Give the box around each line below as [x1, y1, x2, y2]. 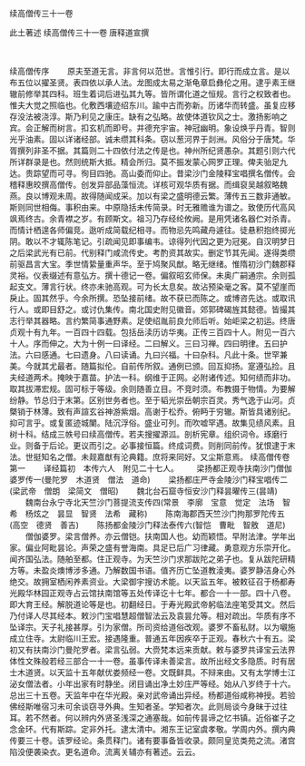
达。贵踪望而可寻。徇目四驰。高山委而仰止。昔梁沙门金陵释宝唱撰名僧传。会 [9, 168, 296, 179]
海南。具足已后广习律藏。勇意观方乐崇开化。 [128, 543, 296, 553]
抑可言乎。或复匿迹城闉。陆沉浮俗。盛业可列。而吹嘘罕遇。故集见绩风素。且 [9, 417, 296, 428]
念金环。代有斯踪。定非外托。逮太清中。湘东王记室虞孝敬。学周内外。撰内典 [9, 724, 296, 734]
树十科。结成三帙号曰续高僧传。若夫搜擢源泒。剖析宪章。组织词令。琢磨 [9, 429, 280, 439]
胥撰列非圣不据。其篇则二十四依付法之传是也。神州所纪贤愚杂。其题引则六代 [9, 145, 296, 156]
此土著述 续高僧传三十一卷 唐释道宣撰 [9, 27, 150, 38]
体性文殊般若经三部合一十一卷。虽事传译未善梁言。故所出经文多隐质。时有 [9, 656, 288, 666]
